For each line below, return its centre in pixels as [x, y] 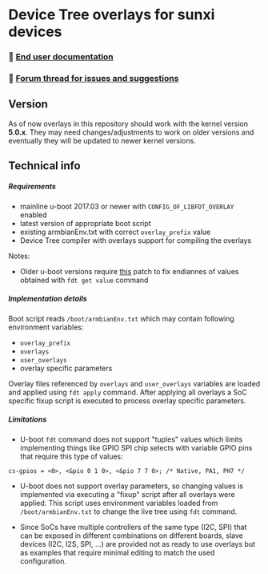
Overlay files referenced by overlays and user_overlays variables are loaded [134, 384]
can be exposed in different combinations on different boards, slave [132, 536]
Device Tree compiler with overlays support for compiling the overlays [136, 241]
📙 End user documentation [61, 57]
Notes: [19, 256]
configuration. [43, 561]
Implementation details [48, 298]
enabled [33, 215]
